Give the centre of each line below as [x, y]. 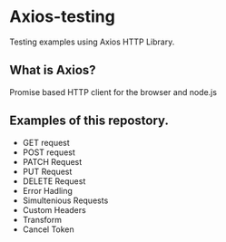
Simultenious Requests [65, 200]
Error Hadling [47, 190]
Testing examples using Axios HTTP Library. [92, 42]
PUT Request [47, 171]
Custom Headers [54, 209]
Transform [42, 219]
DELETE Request [54, 181]
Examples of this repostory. [89, 121]
